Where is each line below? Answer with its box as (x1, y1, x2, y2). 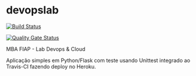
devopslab (6, 4, 59, 17)
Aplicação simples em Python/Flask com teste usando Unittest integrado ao (6, 57, 191, 64)
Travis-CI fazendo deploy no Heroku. (6, 63, 96, 70)
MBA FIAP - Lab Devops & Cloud (6, 45, 86, 53)
